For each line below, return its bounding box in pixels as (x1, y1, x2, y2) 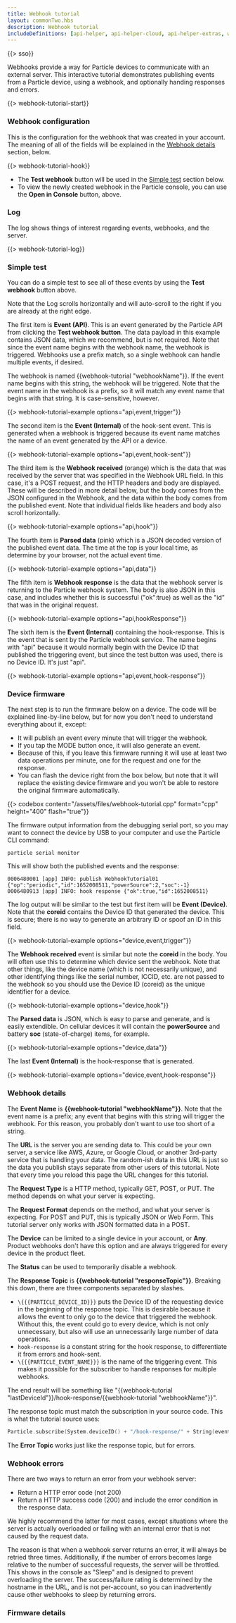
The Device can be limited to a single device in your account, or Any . (7, 1234, 208, 1242)
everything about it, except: (7, 720, 87, 729)
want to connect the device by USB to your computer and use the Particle (7, 829, 221, 837)
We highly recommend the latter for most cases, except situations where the (7, 1517, 228, 1525)
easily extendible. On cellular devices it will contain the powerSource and (7, 1023, 220, 1031)
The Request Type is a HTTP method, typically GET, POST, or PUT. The (7, 1184, 215, 1192)
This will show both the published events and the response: (7, 862, 179, 870)
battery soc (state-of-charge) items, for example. (7, 1030, 150, 1038)
